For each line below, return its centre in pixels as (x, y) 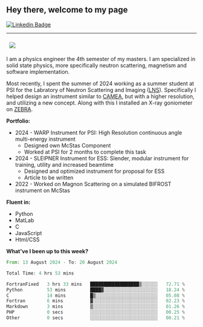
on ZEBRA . (20, 109)
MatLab (24, 221)
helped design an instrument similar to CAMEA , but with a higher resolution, (100, 97)
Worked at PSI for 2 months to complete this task (85, 152)
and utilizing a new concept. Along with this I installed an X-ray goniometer (99, 103)
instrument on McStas (43, 190)
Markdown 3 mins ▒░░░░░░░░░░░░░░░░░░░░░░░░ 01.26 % (96, 307)
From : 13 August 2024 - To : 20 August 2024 (62, 262)
